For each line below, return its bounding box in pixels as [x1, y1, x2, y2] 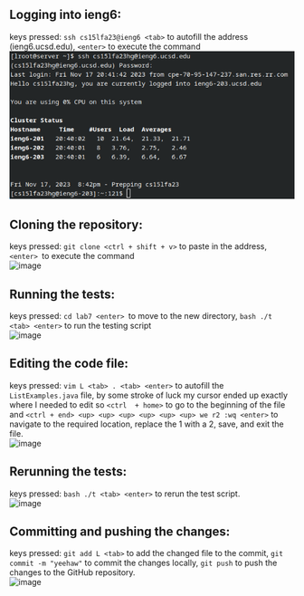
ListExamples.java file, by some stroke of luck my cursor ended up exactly [9, 389, 288, 400]
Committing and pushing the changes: [9, 524, 231, 540]
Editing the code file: [9, 356, 129, 371]
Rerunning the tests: [9, 464, 128, 479]
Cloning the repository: [9, 216, 143, 232]
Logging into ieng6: [9, 7, 122, 23]
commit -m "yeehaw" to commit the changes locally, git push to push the [9, 557, 278, 569]
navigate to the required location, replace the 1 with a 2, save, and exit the [9, 418, 284, 429]
